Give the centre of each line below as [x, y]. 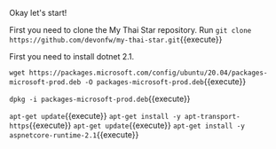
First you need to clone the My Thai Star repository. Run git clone [130, 30]
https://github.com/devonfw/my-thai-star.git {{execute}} [116, 39]
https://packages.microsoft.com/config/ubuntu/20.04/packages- [148, 73]
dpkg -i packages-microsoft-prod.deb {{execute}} [100, 98]
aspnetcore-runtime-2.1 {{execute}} [74, 135]
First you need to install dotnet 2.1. [72, 56]
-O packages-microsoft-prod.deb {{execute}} [166, 82]
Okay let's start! [38, 13]
